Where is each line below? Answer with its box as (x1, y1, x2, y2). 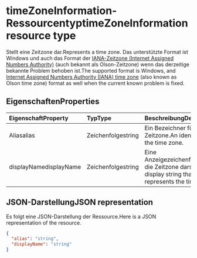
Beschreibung (144, 114, 185, 122)
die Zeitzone (144, 162, 179, 171)
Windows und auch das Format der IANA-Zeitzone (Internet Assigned (6, 55, 174, 62)
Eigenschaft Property (9, 114, 69, 122)
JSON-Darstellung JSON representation (6, 198, 154, 208)
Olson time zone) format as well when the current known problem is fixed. (6, 79, 185, 86)
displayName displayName (9, 162, 81, 171)
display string (144, 170, 182, 178)
